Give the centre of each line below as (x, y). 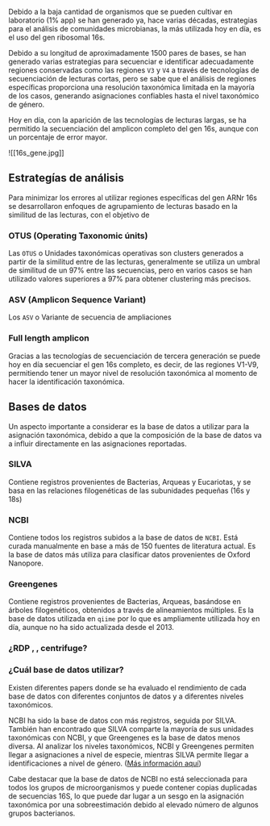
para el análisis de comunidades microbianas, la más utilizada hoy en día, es (135, 29)
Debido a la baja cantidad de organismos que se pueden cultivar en (120, 12)
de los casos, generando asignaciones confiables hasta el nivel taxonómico (134, 96)
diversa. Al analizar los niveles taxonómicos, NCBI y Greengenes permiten (131, 746)
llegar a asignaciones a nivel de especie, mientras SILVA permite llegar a (129, 754)
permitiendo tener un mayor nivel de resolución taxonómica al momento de (133, 373)
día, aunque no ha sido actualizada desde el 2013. (91, 628)
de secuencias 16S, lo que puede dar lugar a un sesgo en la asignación (126, 796)
